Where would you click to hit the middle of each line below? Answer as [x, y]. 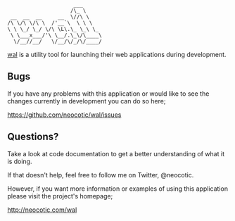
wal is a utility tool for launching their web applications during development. [117, 55]
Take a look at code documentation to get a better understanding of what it [116, 153]
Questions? [33, 137]
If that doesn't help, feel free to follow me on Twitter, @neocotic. [101, 175]
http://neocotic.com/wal [42, 210]
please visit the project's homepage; [60, 196]
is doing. [20, 161]
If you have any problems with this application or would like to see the [108, 94]
